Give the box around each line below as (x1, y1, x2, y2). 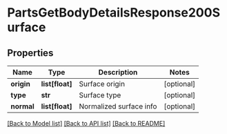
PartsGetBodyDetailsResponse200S (7, 5, 221, 21)
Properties (7, 47, 54, 59)
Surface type (79, 90, 121, 99)
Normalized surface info (79, 102, 157, 111)
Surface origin (79, 79, 126, 88)
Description (98, 68, 138, 77)
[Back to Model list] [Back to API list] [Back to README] (7, 119, 166, 127)
